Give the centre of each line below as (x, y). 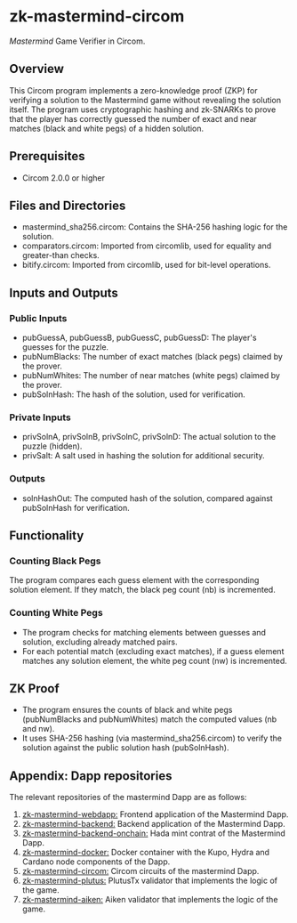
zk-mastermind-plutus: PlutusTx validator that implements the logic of (150, 881)
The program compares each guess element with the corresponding (134, 580)
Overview (37, 69)
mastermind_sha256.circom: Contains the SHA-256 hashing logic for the (155, 227)
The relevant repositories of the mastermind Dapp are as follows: (128, 798)
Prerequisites (47, 156)
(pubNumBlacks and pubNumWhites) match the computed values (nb (149, 719)
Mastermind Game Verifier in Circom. (77, 41)
